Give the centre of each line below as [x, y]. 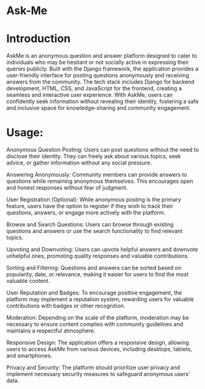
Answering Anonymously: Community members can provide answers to [97, 175]
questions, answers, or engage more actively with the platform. [86, 213]
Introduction [39, 39]
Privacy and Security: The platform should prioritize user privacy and [93, 368]
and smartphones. [29, 356]
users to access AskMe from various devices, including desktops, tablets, [99, 349]
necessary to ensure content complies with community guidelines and [95, 324]
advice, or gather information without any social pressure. [79, 163]
